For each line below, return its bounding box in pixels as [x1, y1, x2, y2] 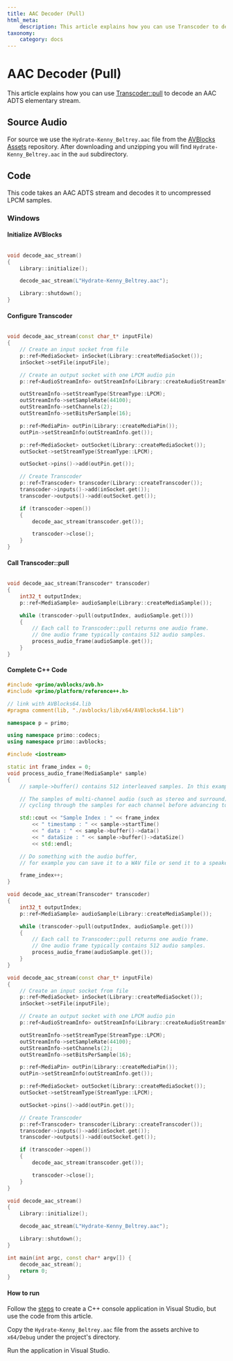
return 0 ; [19, 1267, 49, 1274]
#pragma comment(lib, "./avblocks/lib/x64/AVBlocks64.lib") [7, 707, 185, 714]
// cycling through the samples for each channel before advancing [19, 802, 218, 809]
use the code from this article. [7, 1312, 94, 1320]
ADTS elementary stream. [7, 97, 81, 105]
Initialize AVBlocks [7, 230, 62, 239]
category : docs [19, 36, 64, 43]
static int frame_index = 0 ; [7, 763, 92, 771]
